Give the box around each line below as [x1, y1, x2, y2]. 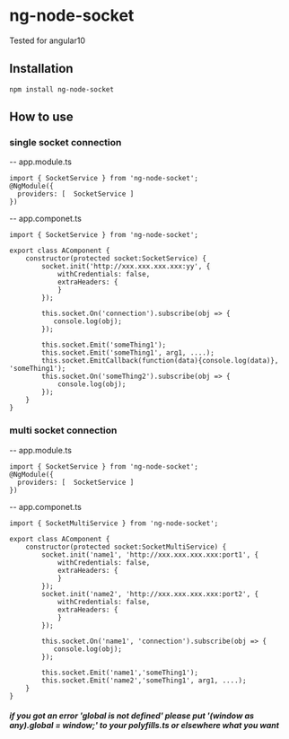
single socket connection [9, 136, 122, 149]
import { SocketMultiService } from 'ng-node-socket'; [9, 518, 219, 528]
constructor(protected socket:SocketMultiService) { [25, 542, 227, 551]
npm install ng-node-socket [9, 84, 115, 94]
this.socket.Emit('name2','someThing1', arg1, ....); [41, 675, 247, 685]
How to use [9, 110, 74, 125]
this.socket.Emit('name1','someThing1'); [41, 668, 199, 677]
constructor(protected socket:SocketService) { [25, 254, 206, 263]
